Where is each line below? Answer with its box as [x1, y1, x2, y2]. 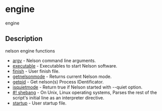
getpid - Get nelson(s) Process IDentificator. [12, 78, 104, 84]
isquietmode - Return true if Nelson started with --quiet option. [12, 84, 143, 90]
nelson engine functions [5, 47, 55, 53]
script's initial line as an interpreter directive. [12, 94, 104, 100]
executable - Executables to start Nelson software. [12, 62, 118, 68]
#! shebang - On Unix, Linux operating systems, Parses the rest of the [12, 89, 157, 95]
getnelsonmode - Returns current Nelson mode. [12, 73, 112, 79]
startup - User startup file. [12, 100, 67, 106]
